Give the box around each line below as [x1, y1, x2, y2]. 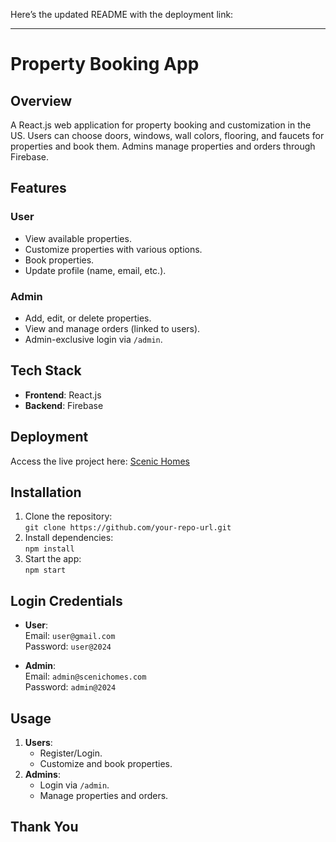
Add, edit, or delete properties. [24, 312, 152, 324]
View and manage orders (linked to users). [24, 322, 201, 334]
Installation [10, 484, 82, 501]
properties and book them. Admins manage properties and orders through [10, 140, 316, 152]
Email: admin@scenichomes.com [24, 670, 147, 683]
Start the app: [24, 553, 82, 565]
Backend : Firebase [24, 399, 104, 411]
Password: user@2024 [24, 640, 112, 653]
